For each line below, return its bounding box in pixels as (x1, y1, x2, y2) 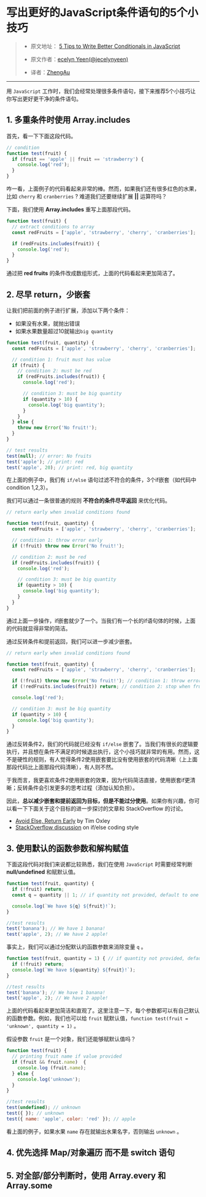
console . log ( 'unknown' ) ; (17, 1076, 81, 1082)
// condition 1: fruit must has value (12, 356, 112, 363)
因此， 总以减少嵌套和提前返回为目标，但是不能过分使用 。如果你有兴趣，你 (6, 797, 194, 805)
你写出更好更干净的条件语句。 (6, 95, 82, 102)
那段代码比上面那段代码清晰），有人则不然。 (6, 763, 116, 771)
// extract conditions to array (12, 224, 95, 230)
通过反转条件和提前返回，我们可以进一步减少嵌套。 (6, 637, 135, 645)
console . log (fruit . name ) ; (17, 1064, 86, 1071)
